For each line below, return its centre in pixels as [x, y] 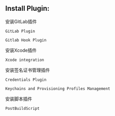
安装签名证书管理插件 [27, 70]
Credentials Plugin [26, 80]
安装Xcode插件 [21, 50]
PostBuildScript [22, 108]
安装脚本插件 [19, 99]
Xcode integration [25, 60]
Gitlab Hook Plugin [26, 40]
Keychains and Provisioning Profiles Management [58, 88]
